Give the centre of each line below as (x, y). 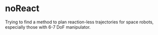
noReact (22, 9)
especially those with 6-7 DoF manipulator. (48, 27)
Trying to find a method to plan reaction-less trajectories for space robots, (79, 22)
